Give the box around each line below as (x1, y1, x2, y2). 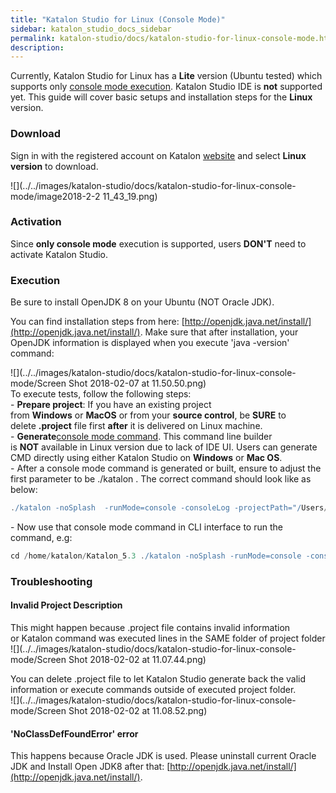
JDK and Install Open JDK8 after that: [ (10, 761, 171, 773)
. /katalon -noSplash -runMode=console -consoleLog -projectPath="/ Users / (10, 503, 329, 513)
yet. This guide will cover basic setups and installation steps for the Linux (10, 91, 313, 103)
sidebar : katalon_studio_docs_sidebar (10, 24, 172, 34)
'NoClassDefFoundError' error (10, 727, 139, 740)
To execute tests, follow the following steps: (10, 388, 192, 400)
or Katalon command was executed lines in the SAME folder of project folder (10, 632, 326, 645)
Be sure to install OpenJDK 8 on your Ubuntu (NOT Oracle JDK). (10, 296, 275, 308)
